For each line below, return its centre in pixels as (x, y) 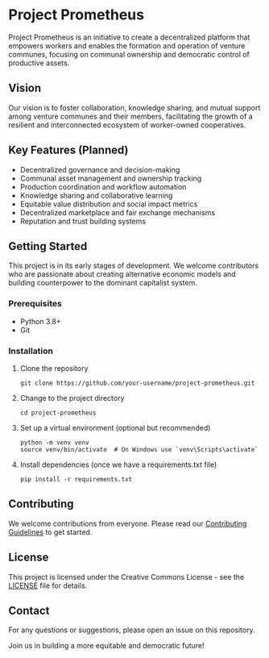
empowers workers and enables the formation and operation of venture (127, 45)
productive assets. (39, 63)
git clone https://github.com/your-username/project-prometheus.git (137, 383)
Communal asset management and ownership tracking (111, 178)
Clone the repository (54, 368)
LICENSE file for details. (48, 585)
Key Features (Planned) (68, 150)
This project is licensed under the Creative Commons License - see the (126, 577)
